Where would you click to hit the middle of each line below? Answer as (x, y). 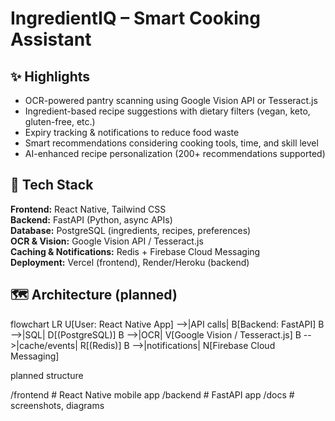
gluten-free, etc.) (60, 121)
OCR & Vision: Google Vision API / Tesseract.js (107, 241)
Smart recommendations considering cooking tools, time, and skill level (171, 143)
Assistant (51, 39)
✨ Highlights (50, 76)
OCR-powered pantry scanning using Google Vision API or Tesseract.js (171, 100)
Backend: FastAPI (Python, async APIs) (91, 219)
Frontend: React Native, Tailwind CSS (88, 209)
